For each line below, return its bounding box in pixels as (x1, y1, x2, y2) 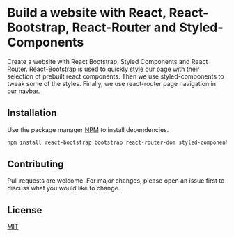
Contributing (7, 158, 64, 170)
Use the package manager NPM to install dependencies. (7, 125, 169, 133)
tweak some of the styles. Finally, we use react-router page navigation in (7, 79, 217, 88)
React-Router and (72, 19, 177, 35)
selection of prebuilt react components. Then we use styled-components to (7, 72, 224, 81)
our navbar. (7, 87, 40, 95)
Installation (7, 107, 57, 119)
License (7, 204, 42, 216)
